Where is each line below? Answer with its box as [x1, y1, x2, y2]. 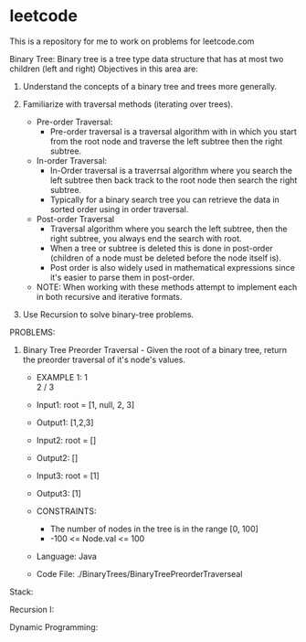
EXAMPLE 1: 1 [36, 371, 89, 382]
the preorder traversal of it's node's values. [22, 354, 185, 365]
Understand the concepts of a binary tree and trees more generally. [22, 80, 278, 91]
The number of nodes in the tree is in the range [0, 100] [49, 523, 259, 534]
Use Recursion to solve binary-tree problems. [22, 308, 195, 320]
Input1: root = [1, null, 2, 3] [36, 399, 135, 410]
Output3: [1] [36, 487, 82, 498]
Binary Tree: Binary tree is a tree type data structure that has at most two [9, 53, 284, 64]
